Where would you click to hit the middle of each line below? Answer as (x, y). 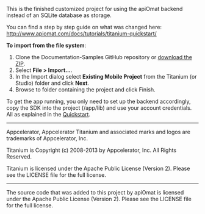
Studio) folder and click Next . (52, 83)
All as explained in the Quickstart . (48, 114)
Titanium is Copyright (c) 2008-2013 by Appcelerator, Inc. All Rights (92, 150)
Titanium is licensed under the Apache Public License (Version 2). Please (98, 168)
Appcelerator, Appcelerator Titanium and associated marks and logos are (99, 132)
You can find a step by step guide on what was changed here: (84, 27)
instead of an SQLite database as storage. (59, 15)
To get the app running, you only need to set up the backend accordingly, (99, 101)
